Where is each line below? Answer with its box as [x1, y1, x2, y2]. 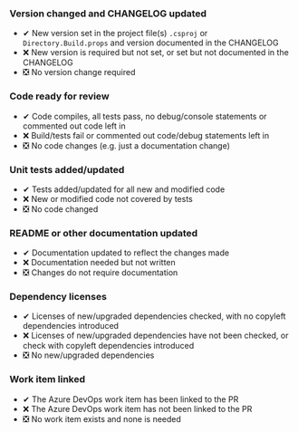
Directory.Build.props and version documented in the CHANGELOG [22, 37, 279, 48]
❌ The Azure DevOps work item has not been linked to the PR [22, 403, 253, 414]
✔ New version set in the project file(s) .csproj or [22, 28, 208, 39]
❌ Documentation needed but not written [22, 257, 177, 268]
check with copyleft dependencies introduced [22, 341, 195, 351]
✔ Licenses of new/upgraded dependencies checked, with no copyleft [22, 311, 286, 322]
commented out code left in [22, 120, 126, 131]
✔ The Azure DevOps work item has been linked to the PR [22, 393, 239, 405]
